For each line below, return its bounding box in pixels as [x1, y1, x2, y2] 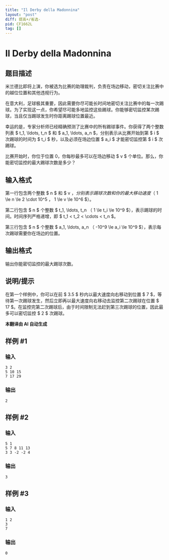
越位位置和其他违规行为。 [9, 90, 63, 96]
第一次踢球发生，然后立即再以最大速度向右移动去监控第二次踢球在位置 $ [9, 298, 159, 304]
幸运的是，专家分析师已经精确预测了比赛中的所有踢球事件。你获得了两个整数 [5, 124, 164, 130]
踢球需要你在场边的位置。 [9, 230, 63, 236]
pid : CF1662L [5, 21, 33, 27]
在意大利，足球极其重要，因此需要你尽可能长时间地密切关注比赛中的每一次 [5, 100, 159, 106]
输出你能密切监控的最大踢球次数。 [5, 260, 76, 267]
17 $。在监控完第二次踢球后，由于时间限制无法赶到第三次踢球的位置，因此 [5, 304, 159, 310]
